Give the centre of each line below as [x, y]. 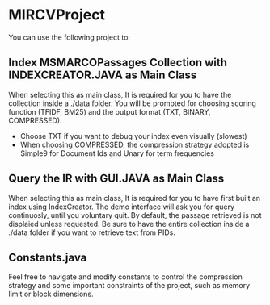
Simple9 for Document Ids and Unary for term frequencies [117, 153]
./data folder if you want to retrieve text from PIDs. [92, 232]
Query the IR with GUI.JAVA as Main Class [116, 179]
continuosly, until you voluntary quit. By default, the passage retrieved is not [135, 215]
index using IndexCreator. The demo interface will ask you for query [122, 207]
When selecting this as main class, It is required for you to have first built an [135, 198]
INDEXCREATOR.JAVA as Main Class [103, 75]
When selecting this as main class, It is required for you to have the [120, 94]
